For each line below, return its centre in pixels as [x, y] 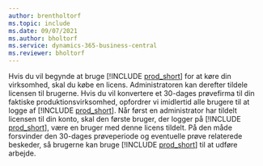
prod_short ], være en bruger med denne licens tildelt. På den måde [121, 127]
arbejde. [22, 153]
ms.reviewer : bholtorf [47, 53]
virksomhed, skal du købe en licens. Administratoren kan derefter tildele [128, 85]
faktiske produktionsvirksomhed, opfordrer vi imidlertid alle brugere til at [129, 102]
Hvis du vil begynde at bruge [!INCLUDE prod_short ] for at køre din [120, 76]
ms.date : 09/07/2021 [43, 31]
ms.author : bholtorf [43, 38]
